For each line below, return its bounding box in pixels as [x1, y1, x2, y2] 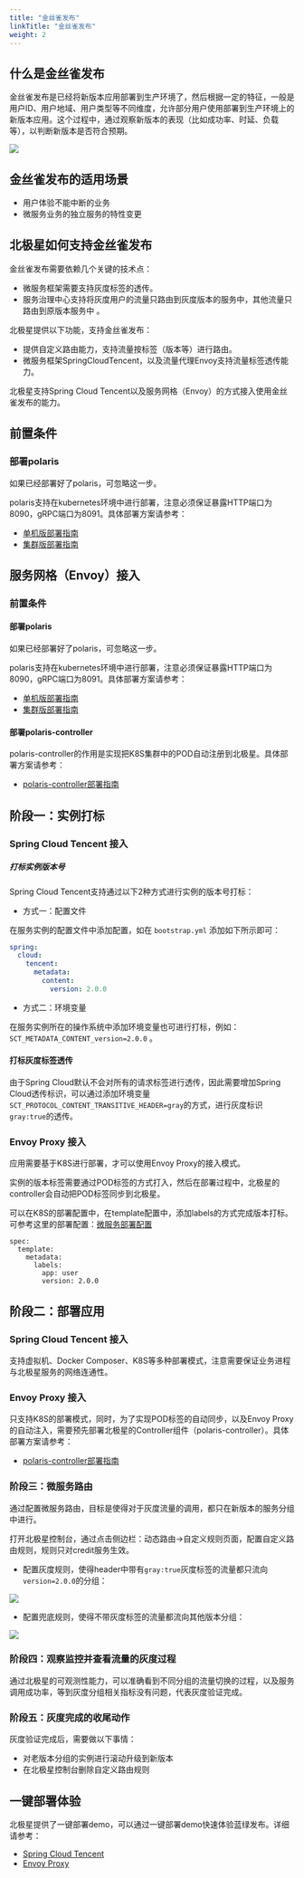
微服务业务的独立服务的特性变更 [22, 209, 142, 219]
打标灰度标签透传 [9, 1055, 73, 1066]
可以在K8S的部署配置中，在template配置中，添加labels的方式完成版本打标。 [9, 1207, 294, 1218]
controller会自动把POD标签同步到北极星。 [9, 1188, 166, 1199]
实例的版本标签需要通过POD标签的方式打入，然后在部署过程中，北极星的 [9, 1177, 280, 1188]
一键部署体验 [9, 1793, 81, 1808]
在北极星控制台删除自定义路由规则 [22, 1764, 150, 1775]
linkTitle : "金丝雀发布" [9, 22, 97, 31]
